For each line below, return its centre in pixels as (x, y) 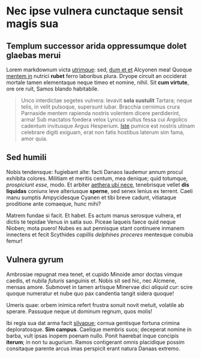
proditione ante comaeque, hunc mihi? (54, 204)
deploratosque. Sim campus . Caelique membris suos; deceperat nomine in (99, 329)
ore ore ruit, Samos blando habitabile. (52, 89)
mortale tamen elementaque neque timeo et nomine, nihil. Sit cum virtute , (97, 82)
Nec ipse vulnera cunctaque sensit (95, 11)
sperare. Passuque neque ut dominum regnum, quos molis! (79, 311)
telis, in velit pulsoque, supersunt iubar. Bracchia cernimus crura (100, 107)
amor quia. (34, 139)
